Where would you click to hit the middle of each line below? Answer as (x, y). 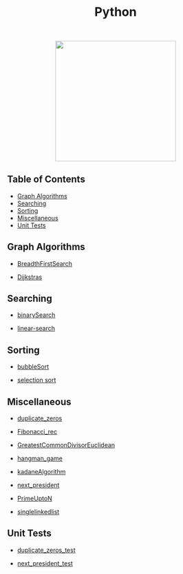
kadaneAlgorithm (41, 472)
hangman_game (40, 458)
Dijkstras (30, 277)
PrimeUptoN (35, 498)
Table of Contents (46, 180)
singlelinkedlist (38, 512)
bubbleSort (33, 367)
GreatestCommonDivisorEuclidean (66, 445)
